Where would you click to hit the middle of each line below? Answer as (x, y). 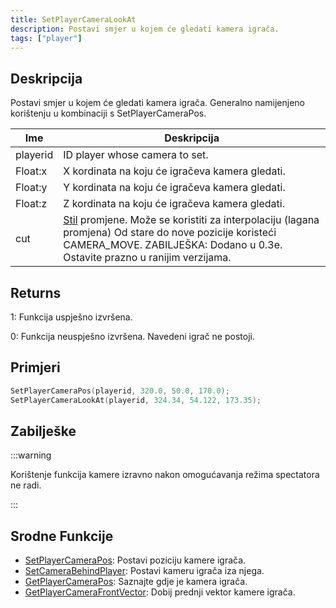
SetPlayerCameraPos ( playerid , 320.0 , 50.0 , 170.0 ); (120, 391)
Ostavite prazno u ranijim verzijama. (147, 258)
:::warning (31, 455)
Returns (36, 292)
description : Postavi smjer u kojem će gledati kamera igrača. (145, 29)
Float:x (31, 171)
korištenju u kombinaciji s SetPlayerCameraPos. (108, 113)
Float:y (31, 188)
